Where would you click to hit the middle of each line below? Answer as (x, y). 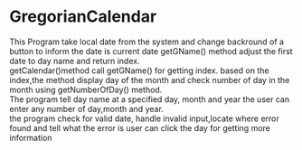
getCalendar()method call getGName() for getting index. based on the (139, 70)
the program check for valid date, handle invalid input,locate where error (144, 118)
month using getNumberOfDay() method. (86, 89)
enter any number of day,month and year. (87, 108)
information (31, 137)
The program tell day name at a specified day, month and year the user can (150, 99)
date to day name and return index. (75, 61)
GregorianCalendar (83, 17)
